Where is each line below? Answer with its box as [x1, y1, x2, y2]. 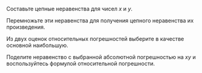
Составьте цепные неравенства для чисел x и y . [6, 5, 133, 12]
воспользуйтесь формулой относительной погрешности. [6, 60, 156, 67]
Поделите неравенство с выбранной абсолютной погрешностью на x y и [6, 54, 197, 60]
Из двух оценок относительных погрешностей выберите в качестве [6, 35, 184, 42]
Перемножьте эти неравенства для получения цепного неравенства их [6, 17, 194, 24]
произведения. [6, 24, 46, 30]
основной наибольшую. [6, 42, 68, 49]
